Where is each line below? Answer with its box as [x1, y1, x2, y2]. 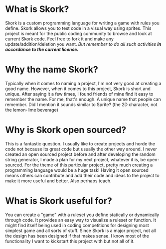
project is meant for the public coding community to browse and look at [5, 30, 152, 36]
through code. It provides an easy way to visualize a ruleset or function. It [5, 217, 156, 223]
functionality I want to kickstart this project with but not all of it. [5, 238, 135, 244]
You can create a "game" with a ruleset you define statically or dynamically [5, 212, 160, 218]
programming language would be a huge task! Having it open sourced [5, 167, 149, 173]
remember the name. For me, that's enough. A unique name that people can [5, 96, 161, 102]
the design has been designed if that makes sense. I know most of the [5, 233, 150, 239]
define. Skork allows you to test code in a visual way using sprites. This [5, 25, 152, 31]
